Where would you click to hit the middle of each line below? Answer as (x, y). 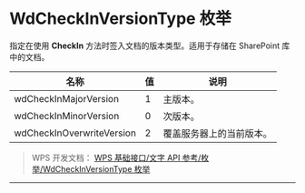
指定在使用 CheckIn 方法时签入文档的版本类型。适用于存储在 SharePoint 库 (150, 46)
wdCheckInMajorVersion (67, 98)
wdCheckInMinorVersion (67, 116)
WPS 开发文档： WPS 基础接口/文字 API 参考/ (116, 157)
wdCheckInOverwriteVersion (75, 133)
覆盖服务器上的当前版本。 (217, 133)
